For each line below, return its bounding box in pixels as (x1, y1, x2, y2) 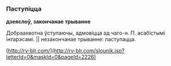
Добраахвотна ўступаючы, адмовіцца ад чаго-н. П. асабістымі (6, 29, 166, 37)
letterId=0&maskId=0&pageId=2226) (6, 54, 96, 61)
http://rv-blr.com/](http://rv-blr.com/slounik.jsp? (8, 47, 125, 54)
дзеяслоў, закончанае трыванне (6, 18, 91, 25)
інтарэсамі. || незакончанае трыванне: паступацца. (6, 36, 136, 43)
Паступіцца (6, 5, 42, 13)
